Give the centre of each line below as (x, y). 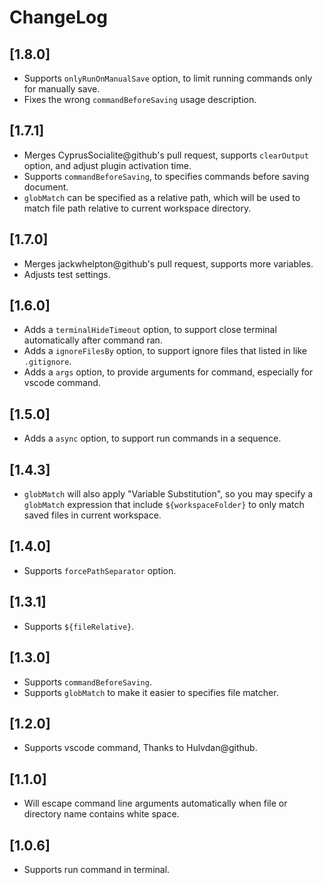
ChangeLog (58, 17)
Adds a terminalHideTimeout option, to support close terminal (150, 330)
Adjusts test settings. (67, 274)
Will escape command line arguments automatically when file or (155, 803)
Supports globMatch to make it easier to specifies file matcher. (151, 692)
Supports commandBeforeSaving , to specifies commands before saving (166, 176)
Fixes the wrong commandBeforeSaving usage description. (140, 99)
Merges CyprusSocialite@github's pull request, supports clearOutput (166, 155)
